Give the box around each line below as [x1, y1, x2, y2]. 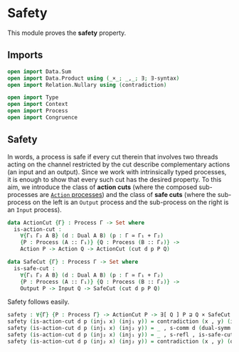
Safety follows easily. [7, 297, 70, 306]
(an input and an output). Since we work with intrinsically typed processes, [7, 167, 227, 176]
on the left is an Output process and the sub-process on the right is [32, 198, 229, 206]
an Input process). [7, 205, 62, 214]
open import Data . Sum [7, 68, 72, 75]
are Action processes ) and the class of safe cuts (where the [39, 190, 216, 198]
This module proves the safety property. [7, 28, 127, 37]
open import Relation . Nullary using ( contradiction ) [7, 81, 167, 88]
